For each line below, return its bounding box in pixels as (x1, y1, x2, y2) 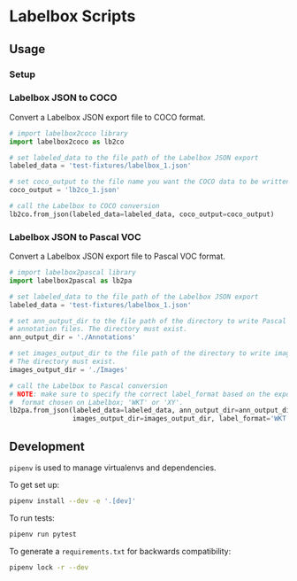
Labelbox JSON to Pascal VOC (9, 230, 141, 243)
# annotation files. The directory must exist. (9, 325, 188, 334)
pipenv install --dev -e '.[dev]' (9, 497, 137, 506)
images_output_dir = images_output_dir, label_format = (72, 414, 271, 423)
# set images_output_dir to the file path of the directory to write (9, 349, 271, 358)
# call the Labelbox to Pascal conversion (9, 381, 168, 391)
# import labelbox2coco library (9, 128, 128, 138)
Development (9, 438, 86, 453)
